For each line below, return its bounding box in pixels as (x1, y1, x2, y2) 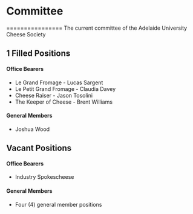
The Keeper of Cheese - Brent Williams (15, 98, 113, 105)
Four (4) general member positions (15, 201, 102, 208)
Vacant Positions (6, 143, 71, 153)
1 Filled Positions (6, 48, 71, 59)
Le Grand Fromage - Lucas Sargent (15, 79, 103, 86)
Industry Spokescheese (15, 173, 74, 181)
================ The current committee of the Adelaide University (6, 24, 188, 32)
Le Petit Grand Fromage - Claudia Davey (15, 85, 116, 92)
